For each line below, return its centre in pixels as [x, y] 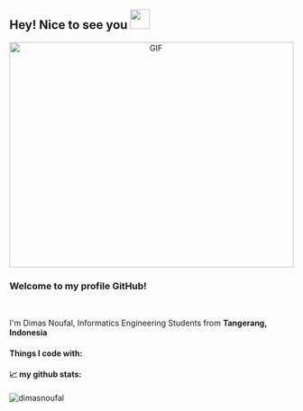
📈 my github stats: [46, 374]
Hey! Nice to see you [69, 25]
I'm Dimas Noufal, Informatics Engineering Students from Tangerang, [138, 323]
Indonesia [28, 333]
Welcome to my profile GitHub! [78, 286]
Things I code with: [46, 353]
